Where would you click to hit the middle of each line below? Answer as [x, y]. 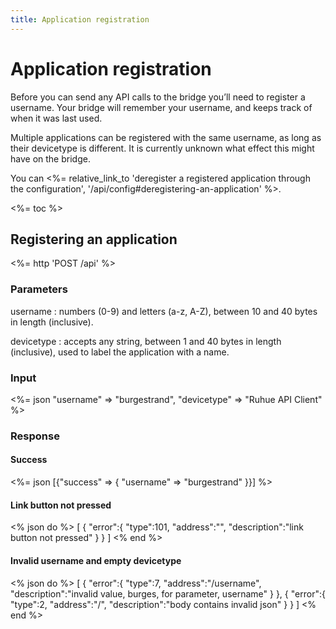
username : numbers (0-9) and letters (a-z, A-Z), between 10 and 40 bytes [164, 311]
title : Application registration [80, 19]
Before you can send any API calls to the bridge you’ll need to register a [158, 97]
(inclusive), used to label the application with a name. [120, 352]
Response [35, 436]
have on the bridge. [50, 158]
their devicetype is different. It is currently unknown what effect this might [162, 148]
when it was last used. [56, 118]
